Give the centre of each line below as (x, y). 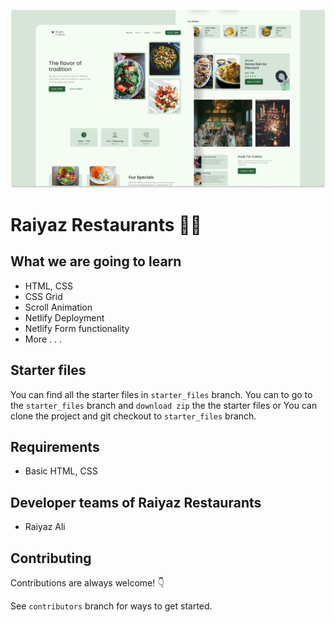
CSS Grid (43, 296)
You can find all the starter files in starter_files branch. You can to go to (161, 394)
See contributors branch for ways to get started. (111, 606)
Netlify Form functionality (77, 328)
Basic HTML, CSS (61, 471)
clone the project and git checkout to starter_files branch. (133, 416)
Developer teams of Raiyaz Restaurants (136, 502)
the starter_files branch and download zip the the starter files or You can (164, 405)
